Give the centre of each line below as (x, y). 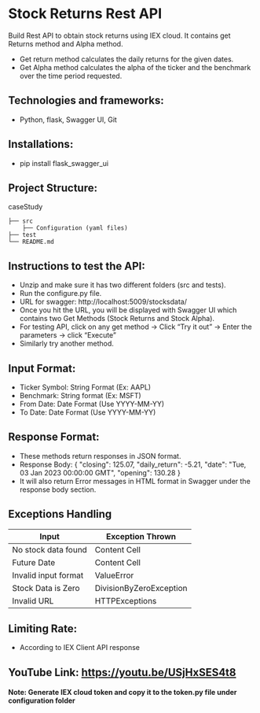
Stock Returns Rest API (85, 14)
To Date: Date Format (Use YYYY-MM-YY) (88, 412)
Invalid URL (33, 600)
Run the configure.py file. (60, 294)
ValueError (114, 575)
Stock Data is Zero (46, 588)
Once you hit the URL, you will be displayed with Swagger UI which (128, 310)
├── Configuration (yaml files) (75, 228)
